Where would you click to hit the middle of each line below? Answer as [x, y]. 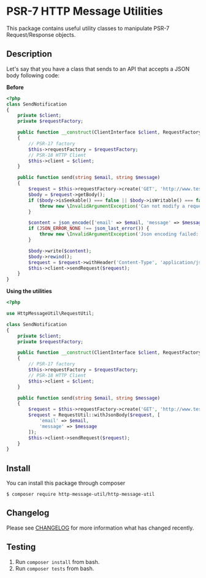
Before [15, 87]
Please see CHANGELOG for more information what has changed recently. [100, 528]
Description [29, 54]
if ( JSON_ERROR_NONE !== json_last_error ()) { [89, 229]
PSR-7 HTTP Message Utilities [85, 11]
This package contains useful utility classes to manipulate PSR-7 [88, 28]
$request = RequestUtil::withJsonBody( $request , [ [94, 415]
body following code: [33, 75]
